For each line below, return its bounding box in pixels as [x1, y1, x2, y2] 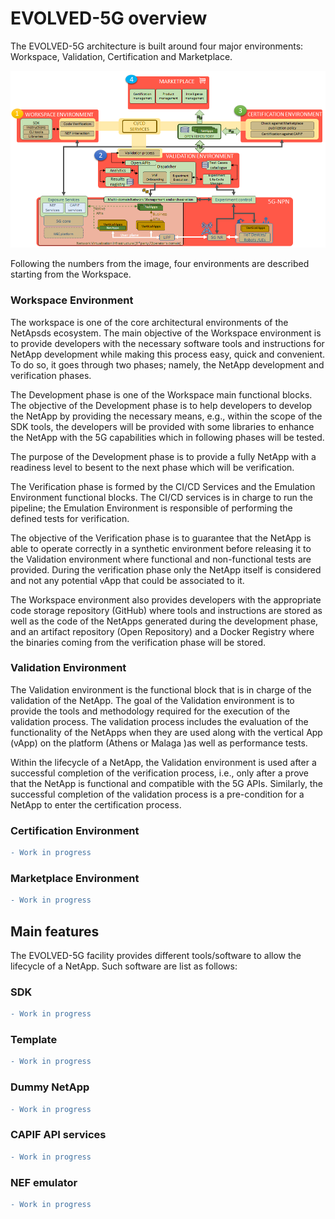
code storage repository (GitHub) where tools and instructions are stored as [10, 604, 323, 616]
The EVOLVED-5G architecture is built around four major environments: [10, 40, 304, 52]
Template [10, 1033, 58, 1047]
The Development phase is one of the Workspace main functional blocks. [10, 388, 313, 401]
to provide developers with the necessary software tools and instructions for [10, 337, 325, 349]
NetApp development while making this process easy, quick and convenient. [10, 348, 326, 360]
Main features [10, 923, 100, 940]
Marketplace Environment [10, 871, 140, 885]
